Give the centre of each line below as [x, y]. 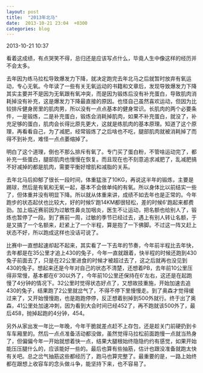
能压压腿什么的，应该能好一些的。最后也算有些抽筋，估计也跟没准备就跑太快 [101, 349]
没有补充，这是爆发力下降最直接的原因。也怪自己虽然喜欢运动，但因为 [104, 101]
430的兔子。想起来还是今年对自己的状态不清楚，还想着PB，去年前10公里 [97, 268]
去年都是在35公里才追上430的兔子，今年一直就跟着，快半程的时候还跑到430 [101, 253]
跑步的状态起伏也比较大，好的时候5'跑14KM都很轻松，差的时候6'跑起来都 [98, 202]
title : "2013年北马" [32, 18]
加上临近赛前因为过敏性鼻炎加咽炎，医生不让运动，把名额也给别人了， [104, 210]
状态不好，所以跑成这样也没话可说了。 [54, 232]
